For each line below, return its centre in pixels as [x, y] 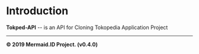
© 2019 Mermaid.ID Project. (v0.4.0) [52, 44]
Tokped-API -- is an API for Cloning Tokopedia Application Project [87, 27]
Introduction [37, 11]
